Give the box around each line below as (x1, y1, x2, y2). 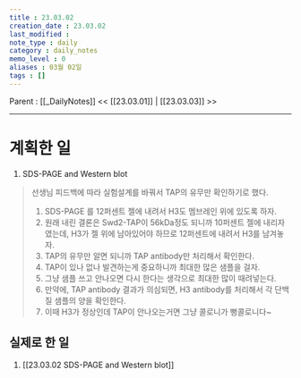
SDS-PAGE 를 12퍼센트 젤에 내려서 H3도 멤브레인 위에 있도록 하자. (44, 206, 278, 216)
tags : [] (9, 71, 47, 80)
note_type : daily (9, 38, 78, 47)
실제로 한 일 (9, 335, 70, 350)
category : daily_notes (9, 46, 99, 55)
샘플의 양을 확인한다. (54, 295, 127, 306)
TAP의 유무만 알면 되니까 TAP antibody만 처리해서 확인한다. (44, 250, 255, 261)
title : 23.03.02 (9, 13, 74, 22)
